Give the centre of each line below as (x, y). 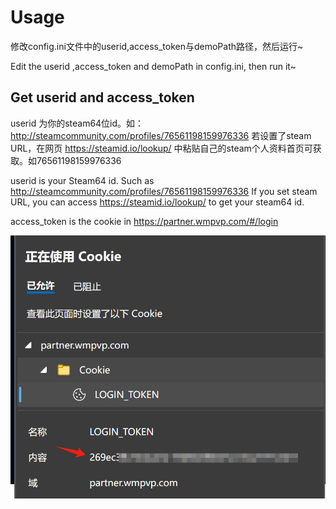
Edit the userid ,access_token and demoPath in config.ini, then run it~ (153, 66)
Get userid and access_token (102, 97)
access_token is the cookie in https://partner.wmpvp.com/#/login (144, 221)
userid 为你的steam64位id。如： (77, 123)
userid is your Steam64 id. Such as (82, 180)
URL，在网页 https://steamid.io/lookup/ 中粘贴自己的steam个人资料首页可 (161, 148)
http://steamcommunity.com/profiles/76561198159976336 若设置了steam (161, 135)
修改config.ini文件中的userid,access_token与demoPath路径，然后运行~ (157, 46)
